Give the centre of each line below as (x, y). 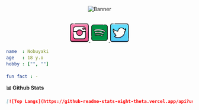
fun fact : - (22, 76)
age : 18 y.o (25, 58)
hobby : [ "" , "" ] (28, 64)
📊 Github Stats (25, 88)
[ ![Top (14, 102)
